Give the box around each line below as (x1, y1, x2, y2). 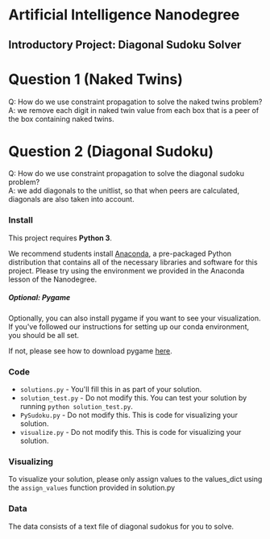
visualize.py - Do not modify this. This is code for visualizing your (19, 428, 242, 437)
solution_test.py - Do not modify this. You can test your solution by (19, 393, 247, 403)
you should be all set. (8, 330, 79, 340)
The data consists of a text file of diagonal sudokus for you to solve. (8, 521, 235, 531)
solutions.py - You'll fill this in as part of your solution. (19, 385, 202, 395)
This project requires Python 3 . (8, 232, 113, 243)
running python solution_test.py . (19, 402, 133, 412)
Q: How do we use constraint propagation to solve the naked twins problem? (8, 97, 263, 107)
